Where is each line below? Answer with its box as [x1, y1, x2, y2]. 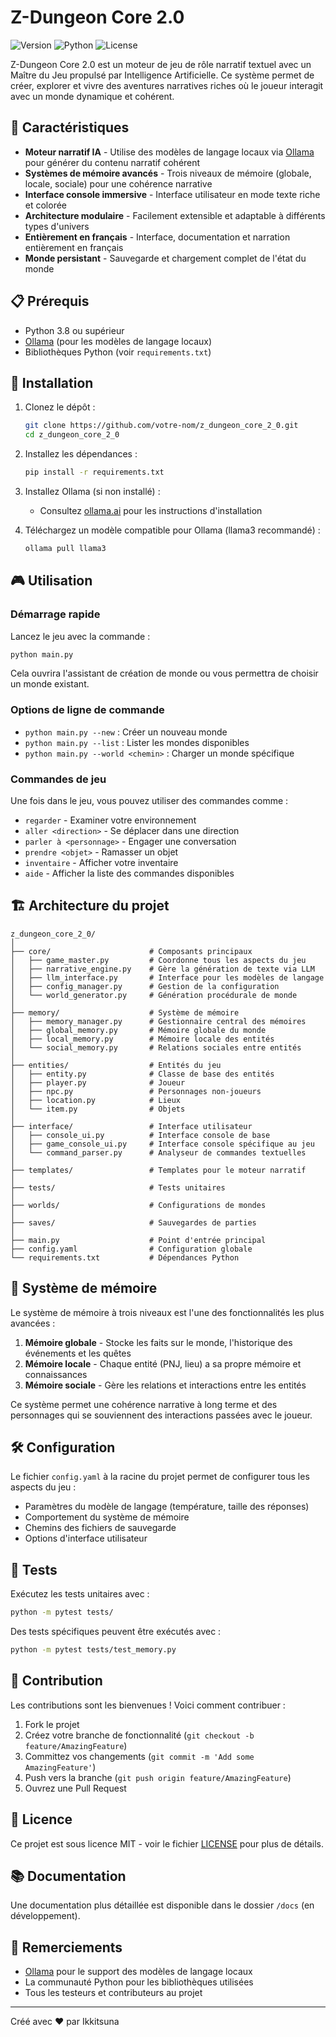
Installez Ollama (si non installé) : [24, 486, 161, 497]
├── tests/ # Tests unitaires [10, 1182, 226, 1193]
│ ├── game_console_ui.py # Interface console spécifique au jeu [10, 1139, 315, 1149]
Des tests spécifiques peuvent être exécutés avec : [10, 1626, 222, 1638]
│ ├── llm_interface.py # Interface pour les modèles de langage [10, 972, 325, 983]
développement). [10, 1910, 81, 1922]
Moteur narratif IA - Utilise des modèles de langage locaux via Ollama [24, 146, 315, 158]
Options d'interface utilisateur [24, 1532, 148, 1545]
